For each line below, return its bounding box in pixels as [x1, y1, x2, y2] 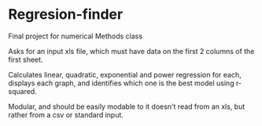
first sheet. [8, 55, 43, 64]
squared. [8, 86, 37, 95]
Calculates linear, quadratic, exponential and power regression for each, [8, 70, 242, 79]
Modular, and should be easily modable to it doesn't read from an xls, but [8, 102, 245, 111]
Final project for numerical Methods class [8, 31, 143, 41]
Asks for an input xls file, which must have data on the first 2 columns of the [8, 46, 255, 56]
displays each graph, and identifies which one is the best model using [8, 78, 234, 88]
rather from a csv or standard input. [8, 110, 124, 119]
